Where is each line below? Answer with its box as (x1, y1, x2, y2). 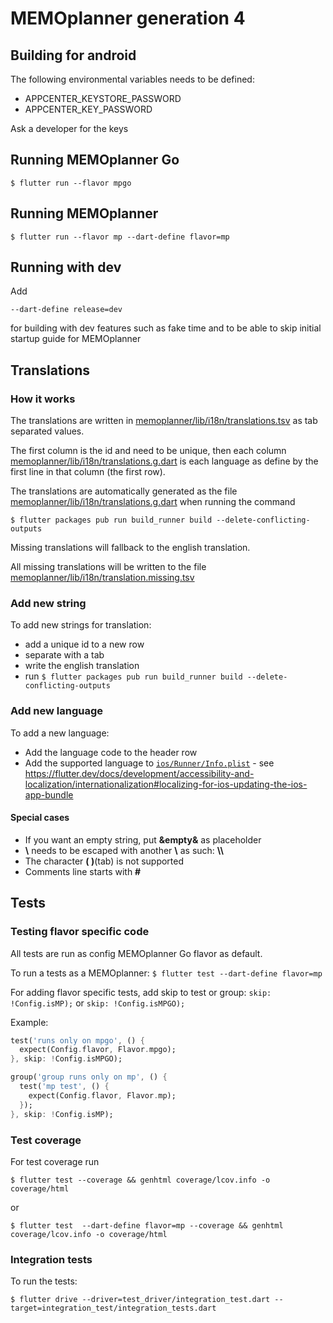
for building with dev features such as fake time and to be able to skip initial (10, 322, 322, 334)
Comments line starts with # (24, 865, 142, 877)
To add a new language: (10, 727, 110, 739)
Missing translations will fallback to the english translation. (10, 542, 251, 554)
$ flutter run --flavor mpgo (10, 178, 132, 188)
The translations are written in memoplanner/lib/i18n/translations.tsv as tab (10, 415, 318, 427)
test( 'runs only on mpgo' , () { (10, 1035, 145, 1046)
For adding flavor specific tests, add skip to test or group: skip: (10, 986, 272, 998)
